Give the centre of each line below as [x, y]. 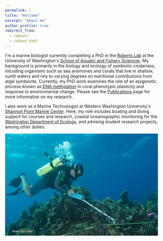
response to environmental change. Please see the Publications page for [78, 91]
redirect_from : [20, 31]
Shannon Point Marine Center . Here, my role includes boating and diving [77, 111]
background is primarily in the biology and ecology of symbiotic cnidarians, [80, 66]
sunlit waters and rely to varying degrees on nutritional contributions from [79, 76]
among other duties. [25, 127]
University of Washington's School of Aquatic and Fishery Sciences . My [77, 60]
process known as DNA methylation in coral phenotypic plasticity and [74, 86]
